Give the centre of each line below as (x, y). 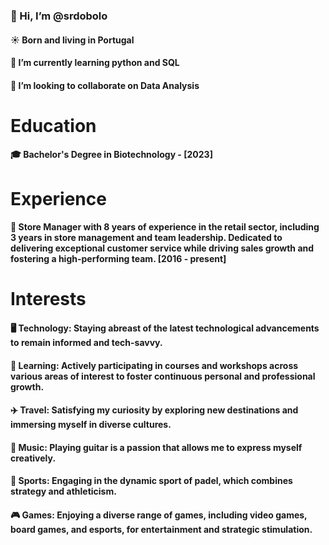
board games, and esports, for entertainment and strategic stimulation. (161, 530)
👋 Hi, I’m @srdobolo (59, 16)
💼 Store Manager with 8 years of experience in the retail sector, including (165, 227)
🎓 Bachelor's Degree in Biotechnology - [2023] (111, 155)
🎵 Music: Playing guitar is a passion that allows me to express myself (156, 447)
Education (53, 125)
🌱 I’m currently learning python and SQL (95, 63)
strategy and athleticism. (63, 491)
